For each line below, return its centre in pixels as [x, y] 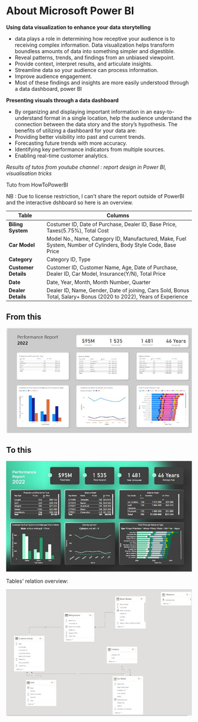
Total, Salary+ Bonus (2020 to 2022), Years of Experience [117, 296]
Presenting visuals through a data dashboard [62, 100]
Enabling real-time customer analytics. [61, 155]
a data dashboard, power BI [48, 89]
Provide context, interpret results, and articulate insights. [83, 64]
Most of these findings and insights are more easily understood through [102, 82]
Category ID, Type [68, 259]
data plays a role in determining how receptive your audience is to [95, 38]
